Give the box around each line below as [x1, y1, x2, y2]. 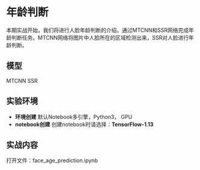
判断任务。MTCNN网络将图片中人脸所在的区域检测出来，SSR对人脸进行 [11, 34, 189, 41]
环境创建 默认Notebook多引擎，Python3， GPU [14, 113, 133, 120]
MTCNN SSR [6, 77, 38, 84]
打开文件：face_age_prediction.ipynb [6, 157, 98, 164]
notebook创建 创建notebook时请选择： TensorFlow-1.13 [14, 121, 154, 128]
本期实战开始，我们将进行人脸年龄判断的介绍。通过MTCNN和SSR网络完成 [6, 26, 189, 34]
